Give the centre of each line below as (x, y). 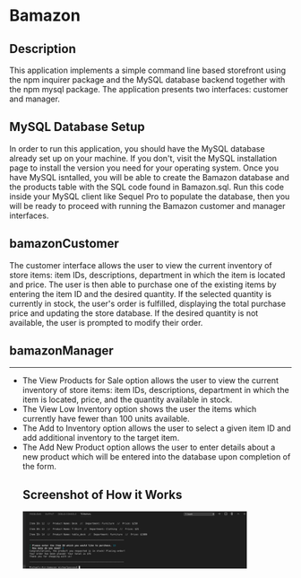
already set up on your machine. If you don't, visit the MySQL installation (143, 158)
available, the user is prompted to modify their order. (106, 322)
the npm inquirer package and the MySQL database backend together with (147, 80)
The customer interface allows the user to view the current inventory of (141, 265)
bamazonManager (61, 351)
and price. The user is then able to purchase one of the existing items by (143, 285)
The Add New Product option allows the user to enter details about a (149, 447)
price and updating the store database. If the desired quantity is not (134, 313)
